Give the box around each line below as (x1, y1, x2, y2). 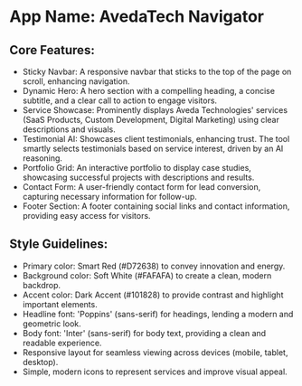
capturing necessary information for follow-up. (22, 192, 197, 202)
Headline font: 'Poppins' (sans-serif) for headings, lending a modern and (22, 308, 294, 319)
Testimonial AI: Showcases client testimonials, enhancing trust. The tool (22, 134, 290, 144)
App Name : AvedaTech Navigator (9, 6, 265, 27)
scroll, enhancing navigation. (22, 76, 130, 87)
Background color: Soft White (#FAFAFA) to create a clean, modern (22, 269, 272, 281)
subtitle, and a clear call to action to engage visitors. (22, 95, 218, 106)
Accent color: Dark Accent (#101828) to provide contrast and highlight (22, 289, 284, 300)
